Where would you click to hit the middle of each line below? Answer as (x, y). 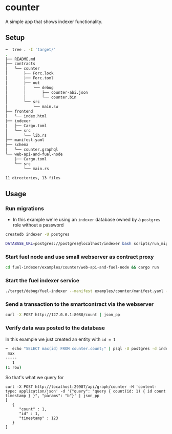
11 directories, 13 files (33, 178)
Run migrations (25, 208)
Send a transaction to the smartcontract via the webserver (80, 304)
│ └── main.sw (32, 107)
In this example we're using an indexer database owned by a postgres (87, 220)
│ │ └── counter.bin (41, 97)
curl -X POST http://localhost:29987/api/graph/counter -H (70, 387)
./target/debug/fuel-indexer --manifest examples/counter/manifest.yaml (84, 291)
